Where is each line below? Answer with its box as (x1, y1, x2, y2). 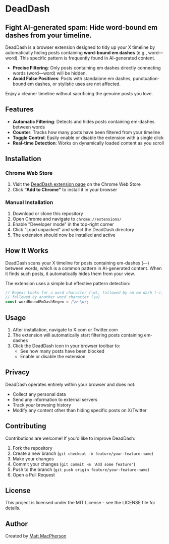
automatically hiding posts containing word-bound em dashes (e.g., (5, 50, 147, 55)
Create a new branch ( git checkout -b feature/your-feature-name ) (12, 450, 154, 456)
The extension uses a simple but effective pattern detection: (5, 280, 130, 286)
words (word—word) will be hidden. (12, 70, 87, 76)
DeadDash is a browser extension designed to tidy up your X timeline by (5, 44, 155, 50)
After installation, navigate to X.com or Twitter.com (12, 327, 118, 333)
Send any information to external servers (12, 396, 98, 402)
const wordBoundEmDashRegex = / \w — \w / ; (5, 299, 89, 305)
